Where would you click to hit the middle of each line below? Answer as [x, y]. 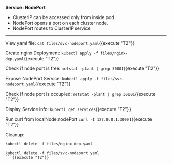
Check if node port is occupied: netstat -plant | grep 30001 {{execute [80, 94]
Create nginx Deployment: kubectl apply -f [52, 53]
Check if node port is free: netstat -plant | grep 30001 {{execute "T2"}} [82, 68]
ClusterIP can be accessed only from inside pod [63, 17]
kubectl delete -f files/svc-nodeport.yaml [52, 153]
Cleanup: [15, 135]
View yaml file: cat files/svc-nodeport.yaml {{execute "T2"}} [70, 43]
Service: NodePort [26, 7]
